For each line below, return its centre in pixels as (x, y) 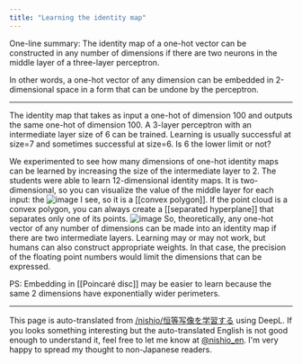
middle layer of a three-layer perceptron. (84, 62)
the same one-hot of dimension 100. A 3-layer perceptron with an (130, 124)
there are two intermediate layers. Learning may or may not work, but (138, 237)
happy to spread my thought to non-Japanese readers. (111, 349)
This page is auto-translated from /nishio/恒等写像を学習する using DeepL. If (151, 320)
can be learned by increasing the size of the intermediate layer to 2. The (143, 171)
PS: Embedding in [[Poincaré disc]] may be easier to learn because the (141, 283)
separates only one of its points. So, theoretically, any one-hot (142, 218)
